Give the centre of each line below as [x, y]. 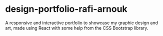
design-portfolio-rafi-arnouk [66, 9]
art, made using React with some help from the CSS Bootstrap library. [77, 28]
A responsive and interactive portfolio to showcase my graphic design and [82, 23]
